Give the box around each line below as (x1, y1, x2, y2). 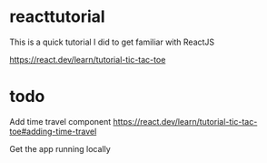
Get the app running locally (9, 143, 111, 154)
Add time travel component (9, 116, 112, 127)
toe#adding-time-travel (9, 126, 97, 137)
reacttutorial (9, 6, 106, 27)
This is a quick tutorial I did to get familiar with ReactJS (9, 36, 215, 47)
